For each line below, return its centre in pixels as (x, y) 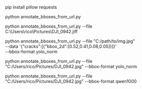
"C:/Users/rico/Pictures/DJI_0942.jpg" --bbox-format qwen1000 (71, 81)
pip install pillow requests (31, 7)
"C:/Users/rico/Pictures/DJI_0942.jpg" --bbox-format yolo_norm (71, 67)
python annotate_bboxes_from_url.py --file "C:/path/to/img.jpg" (70, 41)
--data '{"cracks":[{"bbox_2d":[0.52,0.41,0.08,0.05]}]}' (61, 46)
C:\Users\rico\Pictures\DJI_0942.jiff (41, 31)
